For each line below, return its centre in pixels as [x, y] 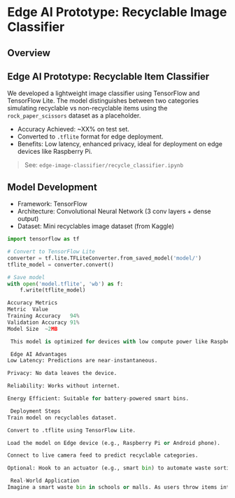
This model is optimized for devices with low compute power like [109, 341]
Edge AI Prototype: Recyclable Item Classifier [108, 77]
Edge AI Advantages [39, 354]
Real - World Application [45, 481]
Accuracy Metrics [33, 303]
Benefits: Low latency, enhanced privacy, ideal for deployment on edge [120, 144]
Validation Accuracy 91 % [43, 322]
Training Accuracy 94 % [43, 316]
